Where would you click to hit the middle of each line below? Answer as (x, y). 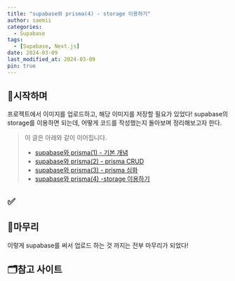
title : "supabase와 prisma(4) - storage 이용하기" (79, 14)
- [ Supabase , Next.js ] (47, 46)
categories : (25, 27)
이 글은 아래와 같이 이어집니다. (66, 138)
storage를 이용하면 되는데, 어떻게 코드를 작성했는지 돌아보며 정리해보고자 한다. (115, 123)
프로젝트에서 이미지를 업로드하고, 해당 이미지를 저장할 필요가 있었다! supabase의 (118, 114)
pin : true (22, 66)
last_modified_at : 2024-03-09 (52, 60)
